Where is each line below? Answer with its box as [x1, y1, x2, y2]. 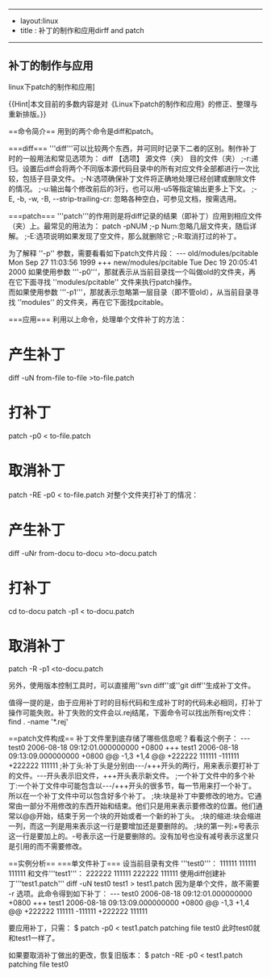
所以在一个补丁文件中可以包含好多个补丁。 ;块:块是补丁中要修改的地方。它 [8, 791, 256, 801]
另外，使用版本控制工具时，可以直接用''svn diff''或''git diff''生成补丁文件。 [8, 681, 256, 691]
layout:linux [19, 16, 59, 25]
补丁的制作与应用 [8, 59, 94, 73]
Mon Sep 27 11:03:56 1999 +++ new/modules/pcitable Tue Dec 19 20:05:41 [8, 257, 258, 267]
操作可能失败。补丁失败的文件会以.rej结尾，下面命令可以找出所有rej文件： [8, 708, 254, 718]
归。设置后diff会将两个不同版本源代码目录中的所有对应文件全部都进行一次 [8, 163, 252, 173]
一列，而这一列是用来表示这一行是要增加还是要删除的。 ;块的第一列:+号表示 [8, 821, 260, 831]
